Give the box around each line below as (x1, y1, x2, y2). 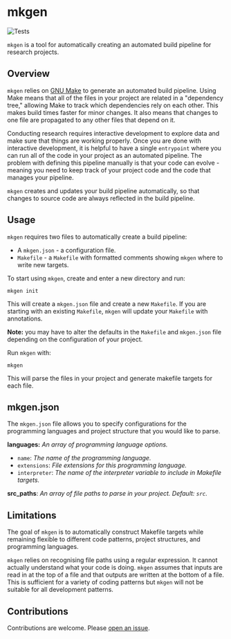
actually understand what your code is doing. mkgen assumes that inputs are (7, 564, 223, 572)
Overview (7, 68, 50, 80)
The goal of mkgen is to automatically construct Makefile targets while (7, 528, 204, 537)
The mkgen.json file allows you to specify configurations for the (7, 420, 187, 428)
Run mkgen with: (7, 348, 51, 357)
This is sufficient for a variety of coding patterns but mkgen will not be (7, 578, 204, 586)
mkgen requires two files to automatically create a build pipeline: (7, 233, 187, 241)
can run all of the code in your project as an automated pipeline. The (7, 151, 203, 159)
